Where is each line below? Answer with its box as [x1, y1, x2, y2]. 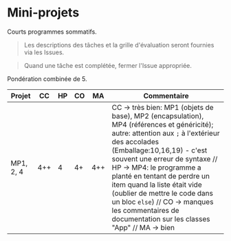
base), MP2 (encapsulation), [111, 111, 204, 121]
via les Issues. [23, 48, 65, 56]
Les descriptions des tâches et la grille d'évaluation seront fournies [23, 41, 214, 49]
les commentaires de [111, 205, 180, 215]
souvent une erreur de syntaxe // [111, 154, 218, 163]
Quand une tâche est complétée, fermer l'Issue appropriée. [23, 61, 192, 69]
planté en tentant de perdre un [111, 171, 210, 181]
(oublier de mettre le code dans [111, 188, 213, 198]
